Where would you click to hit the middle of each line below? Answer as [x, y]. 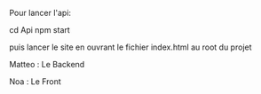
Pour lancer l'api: [40, 13]
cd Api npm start [40, 30]
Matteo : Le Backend [47, 64]
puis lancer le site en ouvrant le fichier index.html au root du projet [130, 47]
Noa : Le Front [36, 82]
